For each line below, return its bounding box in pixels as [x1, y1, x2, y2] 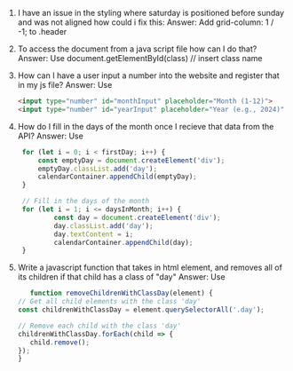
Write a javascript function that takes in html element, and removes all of [17, 262, 282, 273]
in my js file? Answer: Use [17, 80, 113, 90]
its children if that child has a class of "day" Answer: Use [17, 272, 226, 282]
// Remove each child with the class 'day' [17, 321, 182, 330]
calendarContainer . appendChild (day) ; [53, 238, 194, 247]
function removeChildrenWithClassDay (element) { [29, 288, 213, 298]
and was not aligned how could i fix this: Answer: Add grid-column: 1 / [17, 17, 274, 28]
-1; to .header [17, 27, 67, 36]
